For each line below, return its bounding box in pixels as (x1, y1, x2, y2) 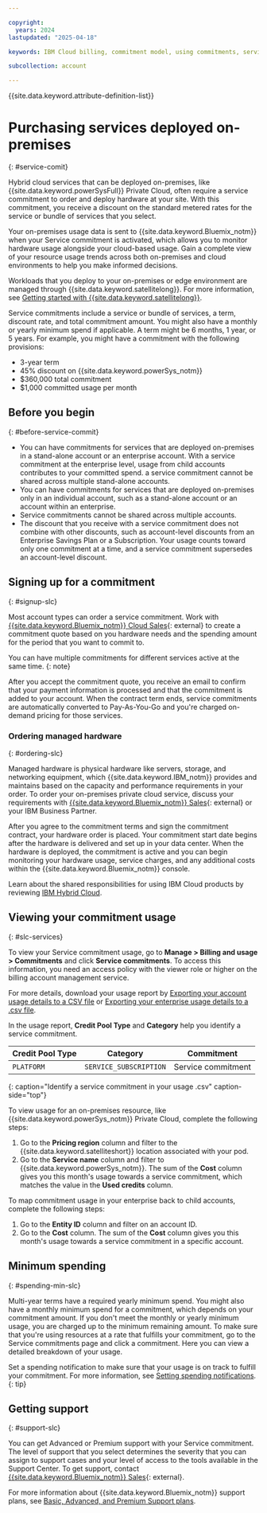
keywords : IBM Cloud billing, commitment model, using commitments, (8, 48, 240, 56)
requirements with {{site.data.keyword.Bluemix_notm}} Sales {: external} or (8, 797, 253, 807)
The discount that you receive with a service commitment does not (19, 518, 239, 528)
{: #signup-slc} (8, 596, 58, 606)
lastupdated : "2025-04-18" (8, 33, 98, 41)
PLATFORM (12, 1062, 45, 1071)
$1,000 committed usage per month (19, 383, 137, 392)
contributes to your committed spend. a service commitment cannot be (19, 467, 253, 478)
